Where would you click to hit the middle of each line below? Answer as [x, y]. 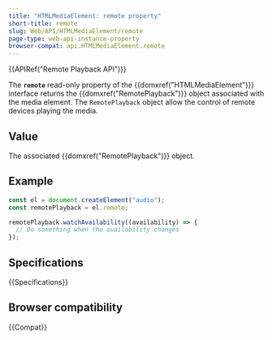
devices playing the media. [54, 111]
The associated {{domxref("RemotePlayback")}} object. [101, 156]
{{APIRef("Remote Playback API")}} [68, 69]
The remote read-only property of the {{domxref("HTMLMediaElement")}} [131, 85]
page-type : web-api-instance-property [74, 39]
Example [31, 181]
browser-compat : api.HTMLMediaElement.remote [86, 46]
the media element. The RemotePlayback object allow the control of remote [132, 102]
